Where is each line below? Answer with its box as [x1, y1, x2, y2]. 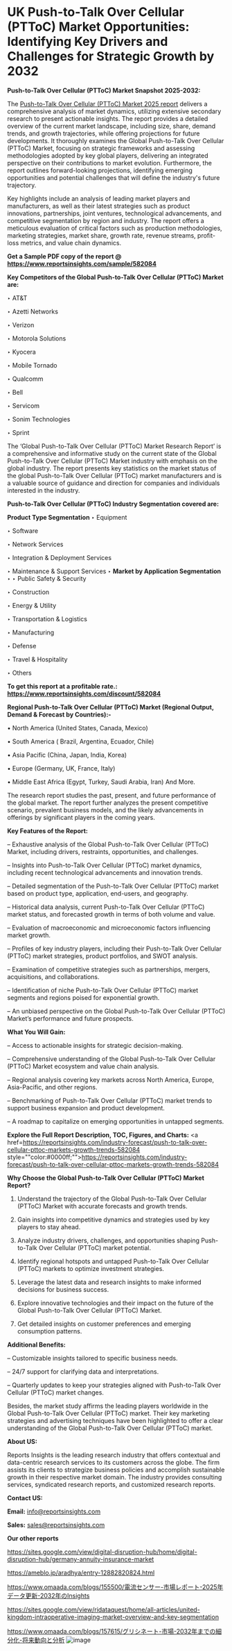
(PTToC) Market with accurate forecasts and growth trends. [17, 1201, 188, 1210]
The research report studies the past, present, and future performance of [7, 791, 216, 799]
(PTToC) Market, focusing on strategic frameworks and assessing [7, 144, 195, 152]
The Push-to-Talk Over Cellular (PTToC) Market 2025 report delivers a [7, 99, 208, 108]
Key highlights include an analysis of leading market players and [7, 194, 190, 202]
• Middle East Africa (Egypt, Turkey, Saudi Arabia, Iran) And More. [7, 778, 196, 786]
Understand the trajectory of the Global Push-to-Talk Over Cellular [17, 1194, 207, 1203]
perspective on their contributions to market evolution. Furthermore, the [7, 158, 213, 167]
